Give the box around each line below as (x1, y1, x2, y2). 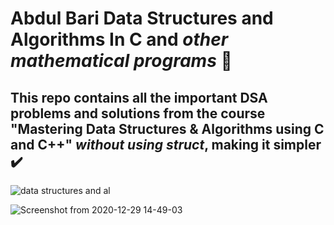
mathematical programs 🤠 (10, 50, 233, 72)
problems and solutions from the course (10, 105, 266, 122)
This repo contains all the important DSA (10, 89, 268, 106)
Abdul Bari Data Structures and (10, 7, 274, 30)
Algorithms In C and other (10, 28, 229, 51)
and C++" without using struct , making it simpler (10, 136, 322, 153)
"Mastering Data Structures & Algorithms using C (10, 120, 325, 137)
